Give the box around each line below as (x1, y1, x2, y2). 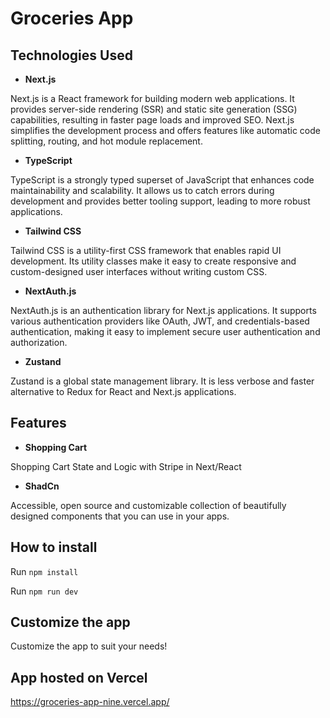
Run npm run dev (10, 585, 79, 597)
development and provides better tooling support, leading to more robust (10, 195, 311, 207)
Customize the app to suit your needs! (10, 640, 168, 652)
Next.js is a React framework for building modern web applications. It (10, 93, 295, 104)
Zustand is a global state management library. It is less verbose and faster (10, 375, 315, 387)
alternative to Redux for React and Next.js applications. (10, 386, 237, 397)
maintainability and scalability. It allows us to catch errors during (10, 185, 275, 196)
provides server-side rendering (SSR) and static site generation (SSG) (10, 103, 298, 115)
